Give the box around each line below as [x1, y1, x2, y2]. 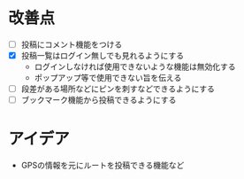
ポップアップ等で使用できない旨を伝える [34, 73, 182, 83]
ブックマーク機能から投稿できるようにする [20, 95, 177, 105]
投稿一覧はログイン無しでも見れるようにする [20, 51, 185, 60]
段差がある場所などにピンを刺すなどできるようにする [20, 83, 216, 94]
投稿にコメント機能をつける [20, 39, 123, 50]
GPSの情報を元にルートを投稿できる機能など [20, 160, 185, 171]
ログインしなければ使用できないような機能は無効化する [34, 61, 236, 72]
